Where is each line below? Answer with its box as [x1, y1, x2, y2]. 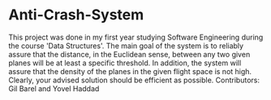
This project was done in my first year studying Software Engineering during [8, 32, 264, 42]
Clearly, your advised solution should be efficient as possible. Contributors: [8, 75, 260, 85]
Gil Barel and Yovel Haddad [8, 83, 100, 94]
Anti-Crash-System [8, 6, 144, 24]
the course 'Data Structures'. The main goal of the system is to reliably [8, 40, 244, 50]
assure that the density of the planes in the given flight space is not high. [8, 66, 252, 76]
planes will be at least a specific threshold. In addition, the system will [8, 58, 242, 68]
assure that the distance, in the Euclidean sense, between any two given [8, 49, 251, 59]
